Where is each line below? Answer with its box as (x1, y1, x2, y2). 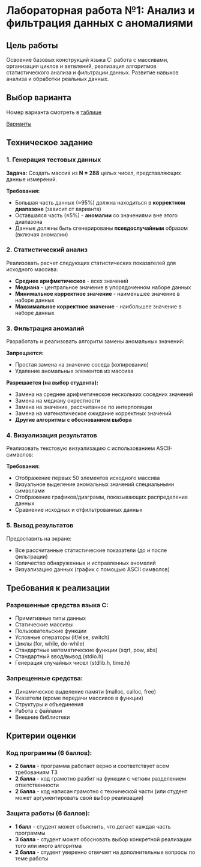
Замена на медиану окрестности (14, 397, 100, 404)
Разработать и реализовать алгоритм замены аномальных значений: (6, 338, 185, 345)
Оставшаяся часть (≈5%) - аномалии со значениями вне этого (14, 211, 178, 219)
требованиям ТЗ (14, 769, 58, 776)
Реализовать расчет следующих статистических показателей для (6, 259, 176, 266)
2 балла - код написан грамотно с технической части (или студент (14, 788, 188, 795)
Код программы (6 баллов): (6, 748, 92, 757)
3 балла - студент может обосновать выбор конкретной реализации (14, 835, 192, 843)
